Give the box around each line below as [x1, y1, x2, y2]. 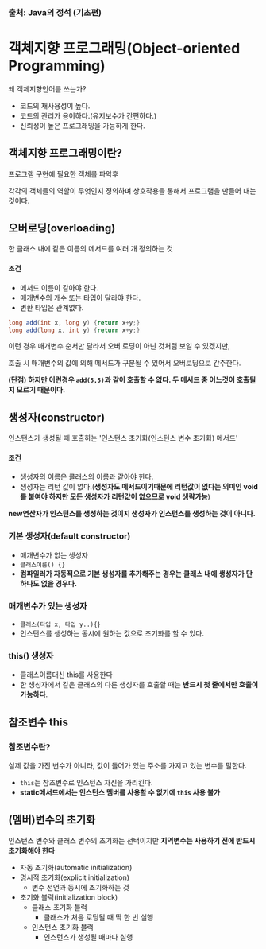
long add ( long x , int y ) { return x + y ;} [8, 326, 141, 334]
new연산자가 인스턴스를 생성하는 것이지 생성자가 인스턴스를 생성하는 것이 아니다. [8, 509, 256, 519]
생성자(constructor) [8, 410, 106, 424]
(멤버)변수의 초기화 [8, 813, 96, 826]
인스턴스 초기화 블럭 [31, 922, 94, 931]
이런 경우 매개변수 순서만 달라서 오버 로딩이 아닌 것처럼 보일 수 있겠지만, [8, 341, 230, 351]
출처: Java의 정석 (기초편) [8, 6, 102, 18]
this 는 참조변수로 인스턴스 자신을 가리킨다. [19, 778, 153, 788]
